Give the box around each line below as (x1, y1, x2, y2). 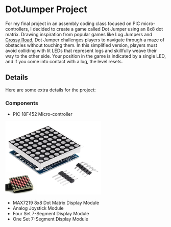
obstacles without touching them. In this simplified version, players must (5, 42, 157, 48)
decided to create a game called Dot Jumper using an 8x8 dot (32, 26, 163, 32)
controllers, (5, 26, 30, 32)
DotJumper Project (5, 4, 88, 15)
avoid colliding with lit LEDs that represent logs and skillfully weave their (5, 47, 157, 54)
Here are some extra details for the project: (5, 87, 96, 93)
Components (5, 99, 38, 107)
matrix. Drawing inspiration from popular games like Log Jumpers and (5, 31, 152, 37)
